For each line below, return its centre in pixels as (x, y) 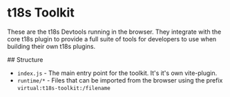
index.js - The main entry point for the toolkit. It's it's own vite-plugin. (117, 73)
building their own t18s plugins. (51, 46)
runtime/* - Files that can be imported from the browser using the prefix (120, 80)
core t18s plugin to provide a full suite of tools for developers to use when (112, 39)
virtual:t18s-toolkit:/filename (64, 88)
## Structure (25, 59)
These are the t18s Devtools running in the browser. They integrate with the (114, 32)
